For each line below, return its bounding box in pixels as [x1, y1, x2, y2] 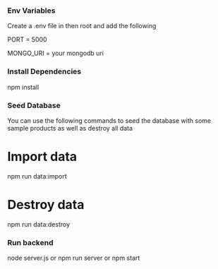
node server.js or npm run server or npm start [7, 253, 140, 263]
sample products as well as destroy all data [7, 124, 133, 132]
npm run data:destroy [7, 220, 71, 228]
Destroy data [7, 197, 85, 213]
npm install [7, 83, 40, 91]
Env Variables [7, 6, 56, 16]
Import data [7, 149, 78, 165]
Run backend [7, 237, 54, 247]
